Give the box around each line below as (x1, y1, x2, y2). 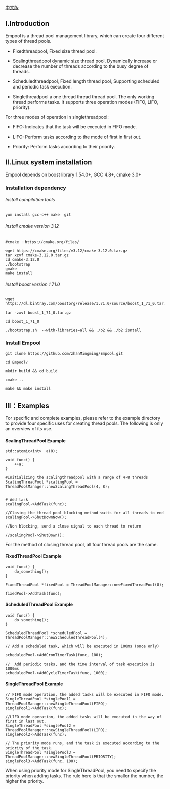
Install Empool (5, 339, 41, 346)
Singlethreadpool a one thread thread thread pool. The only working (12, 93, 155, 100)
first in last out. (5, 719, 47, 724)
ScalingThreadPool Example (5, 437, 66, 444)
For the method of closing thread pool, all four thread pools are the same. (5, 542, 158, 548)
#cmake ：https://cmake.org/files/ (5, 239, 79, 244)
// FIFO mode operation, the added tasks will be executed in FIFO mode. (5, 692, 164, 697)
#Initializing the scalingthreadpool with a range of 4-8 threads (5, 475, 148, 480)
